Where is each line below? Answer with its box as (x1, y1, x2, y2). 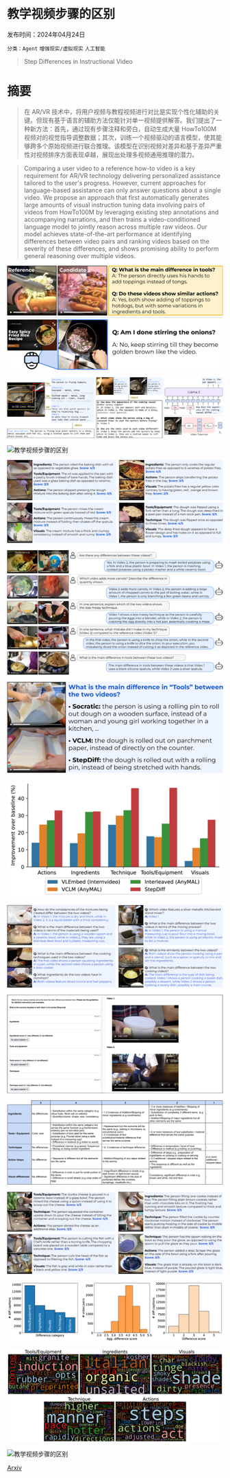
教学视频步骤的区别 (7, 6, 116, 22)
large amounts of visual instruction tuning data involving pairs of (23, 201, 205, 209)
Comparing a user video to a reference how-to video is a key (23, 164, 196, 172)
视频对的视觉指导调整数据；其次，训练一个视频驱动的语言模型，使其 (23, 133, 216, 141)
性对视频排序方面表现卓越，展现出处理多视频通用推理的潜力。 (23, 150, 199, 159)
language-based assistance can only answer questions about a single (23, 186, 221, 194)
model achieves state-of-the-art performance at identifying (23, 229, 192, 238)
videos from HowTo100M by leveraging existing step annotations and (23, 207, 219, 216)
